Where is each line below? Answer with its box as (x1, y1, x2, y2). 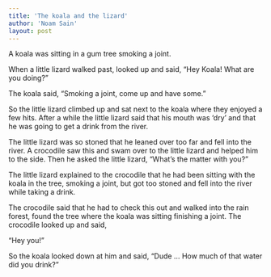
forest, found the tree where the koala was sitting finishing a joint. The (8, 212, 242, 221)
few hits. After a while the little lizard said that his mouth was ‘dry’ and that (8, 113, 256, 123)
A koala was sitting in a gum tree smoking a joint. (8, 49, 171, 59)
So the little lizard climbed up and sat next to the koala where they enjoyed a (8, 104, 263, 114)
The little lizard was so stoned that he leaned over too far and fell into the (8, 137, 252, 147)
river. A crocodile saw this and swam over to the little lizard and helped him (8, 146, 259, 156)
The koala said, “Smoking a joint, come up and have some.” (8, 89, 206, 99)
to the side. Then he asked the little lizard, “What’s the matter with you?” (8, 154, 249, 164)
